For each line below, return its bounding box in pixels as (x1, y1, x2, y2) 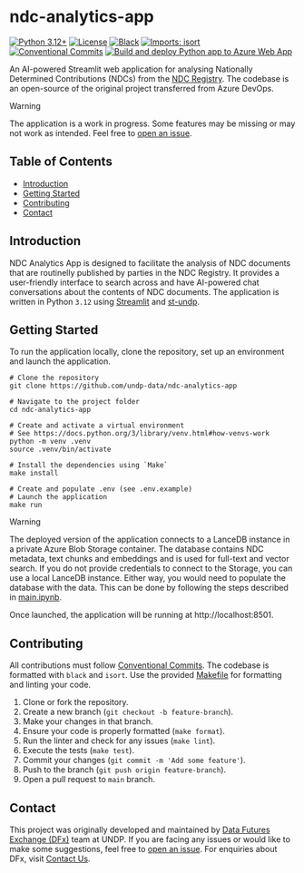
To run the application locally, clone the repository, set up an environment (9, 347, 285, 358)
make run (9, 501, 43, 510)
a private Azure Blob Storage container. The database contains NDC (9, 544, 265, 554)
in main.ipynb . (9, 592, 62, 603)
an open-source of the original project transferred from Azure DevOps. (9, 83, 274, 93)
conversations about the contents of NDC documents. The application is (9, 286, 279, 297)
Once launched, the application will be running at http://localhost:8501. (9, 610, 274, 621)
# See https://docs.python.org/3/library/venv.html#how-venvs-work (9, 429, 270, 438)
